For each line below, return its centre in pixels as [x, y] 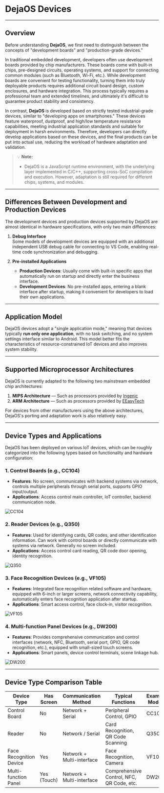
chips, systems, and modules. [54, 182]
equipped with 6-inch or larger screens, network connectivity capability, [85, 594]
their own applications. [42, 297]
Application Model [34, 317]
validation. [15, 147]
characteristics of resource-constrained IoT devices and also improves [76, 344]
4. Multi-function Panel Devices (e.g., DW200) [61, 626]
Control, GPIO [121, 716]
